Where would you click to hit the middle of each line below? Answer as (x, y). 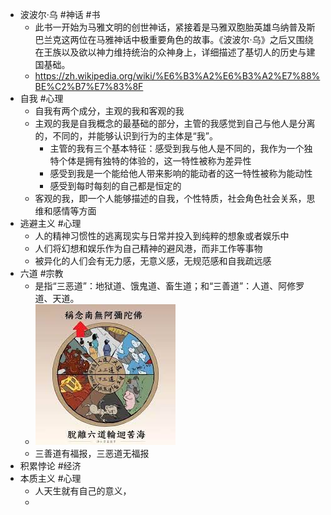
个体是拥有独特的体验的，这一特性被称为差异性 (155, 161)
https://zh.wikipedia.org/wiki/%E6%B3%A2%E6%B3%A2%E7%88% (177, 76)
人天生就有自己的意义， (83, 491)
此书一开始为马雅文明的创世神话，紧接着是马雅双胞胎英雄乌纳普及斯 (175, 27)
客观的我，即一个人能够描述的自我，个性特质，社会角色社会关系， (170, 198)
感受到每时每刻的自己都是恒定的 (115, 186)
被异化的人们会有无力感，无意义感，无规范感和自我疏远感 (153, 261)
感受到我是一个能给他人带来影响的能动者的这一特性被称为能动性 (181, 173)
